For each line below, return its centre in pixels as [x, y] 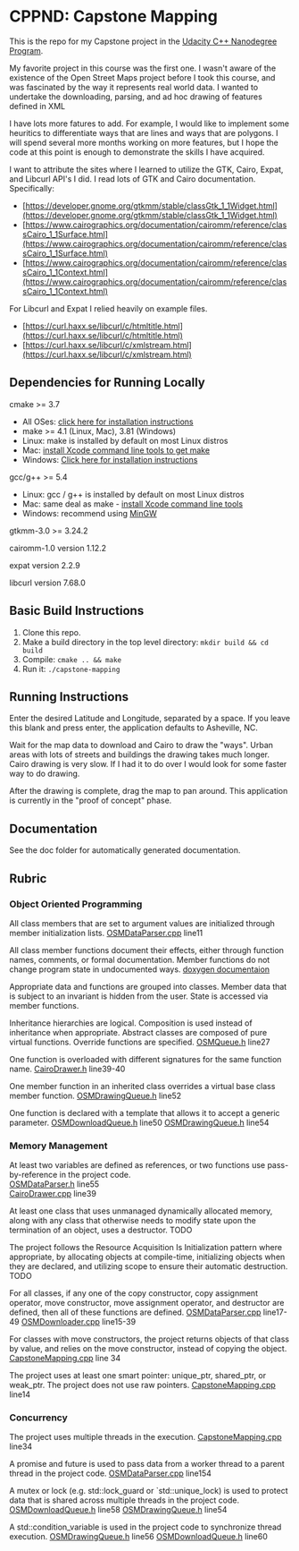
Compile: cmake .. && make [72, 659]
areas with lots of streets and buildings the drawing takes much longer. [140, 754]
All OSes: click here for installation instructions [108, 422]
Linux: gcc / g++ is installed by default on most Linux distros [133, 494]
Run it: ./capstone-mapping [71, 669]
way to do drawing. [45, 774]
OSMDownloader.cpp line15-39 [79, 1322]
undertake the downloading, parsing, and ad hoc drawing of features [136, 97]
